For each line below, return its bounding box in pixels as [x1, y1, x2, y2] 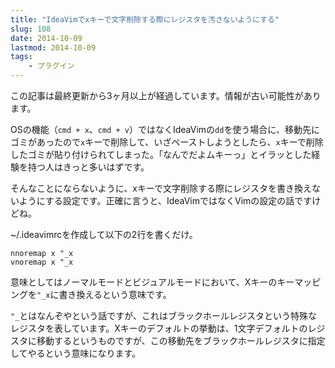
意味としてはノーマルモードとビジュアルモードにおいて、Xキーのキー [10, 276, 295, 288]
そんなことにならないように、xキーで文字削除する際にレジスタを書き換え [10, 182, 313, 194]
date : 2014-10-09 [10, 33, 83, 43]
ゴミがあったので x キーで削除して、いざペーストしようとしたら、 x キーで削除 [10, 136, 324, 148]
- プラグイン [28, 61, 75, 71]
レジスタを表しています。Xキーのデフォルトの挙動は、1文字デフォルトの [10, 322, 308, 334]
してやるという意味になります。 [10, 347, 142, 359]
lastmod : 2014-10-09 [10, 42, 97, 53]
